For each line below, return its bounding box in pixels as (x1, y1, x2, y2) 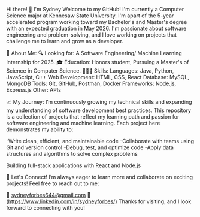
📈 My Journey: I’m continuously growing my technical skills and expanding (6, 98, 193, 105)
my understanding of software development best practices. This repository (6, 107, 192, 114)
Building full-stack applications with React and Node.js (6, 162, 141, 169)
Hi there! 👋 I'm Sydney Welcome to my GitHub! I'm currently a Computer (6, 6, 184, 13)
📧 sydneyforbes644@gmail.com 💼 (6, 192, 91, 198)
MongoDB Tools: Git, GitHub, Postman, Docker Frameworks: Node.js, (6, 80, 177, 87)
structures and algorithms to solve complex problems (6, 150, 138, 157)
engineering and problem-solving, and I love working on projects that (6, 31, 177, 38)
